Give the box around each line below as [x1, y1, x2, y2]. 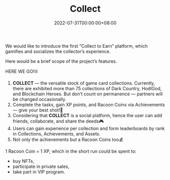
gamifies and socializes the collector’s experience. [5, 48, 111, 54]
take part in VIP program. [12, 168, 65, 175]
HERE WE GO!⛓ [5, 68, 38, 74]
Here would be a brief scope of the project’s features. [5, 58, 117, 64]
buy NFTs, [12, 158, 35, 164]
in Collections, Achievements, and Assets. [12, 130, 100, 137]
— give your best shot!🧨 [12, 107, 63, 113]
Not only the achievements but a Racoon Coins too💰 [12, 136, 123, 142]
